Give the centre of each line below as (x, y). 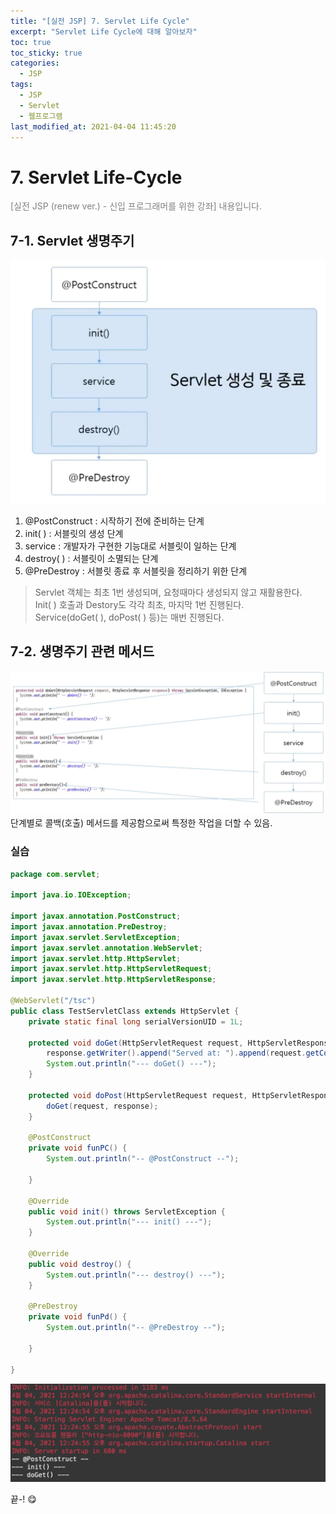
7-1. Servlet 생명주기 (72, 240)
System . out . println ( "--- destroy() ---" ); (136, 1275)
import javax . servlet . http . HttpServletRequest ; (111, 969)
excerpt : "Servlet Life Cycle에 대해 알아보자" (104, 31)
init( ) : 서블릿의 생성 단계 (74, 534)
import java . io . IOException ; (71, 895)
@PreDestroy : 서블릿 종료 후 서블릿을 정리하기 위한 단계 (136, 571)
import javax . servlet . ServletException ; (96, 937)
